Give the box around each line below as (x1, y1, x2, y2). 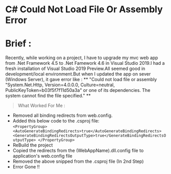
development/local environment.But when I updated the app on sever (5, 71, 151, 77)
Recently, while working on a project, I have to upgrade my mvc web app (5, 55, 158, 61)
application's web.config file (12, 153, 72, 159)
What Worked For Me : (17, 103, 65, 109)
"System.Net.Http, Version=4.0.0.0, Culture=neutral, (5, 82, 115, 88)
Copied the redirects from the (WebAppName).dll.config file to (12, 147, 144, 154)
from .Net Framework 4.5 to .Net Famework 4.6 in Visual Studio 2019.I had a (5, 60, 165, 66)
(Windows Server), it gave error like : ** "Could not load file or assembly (5, 77, 157, 83)
